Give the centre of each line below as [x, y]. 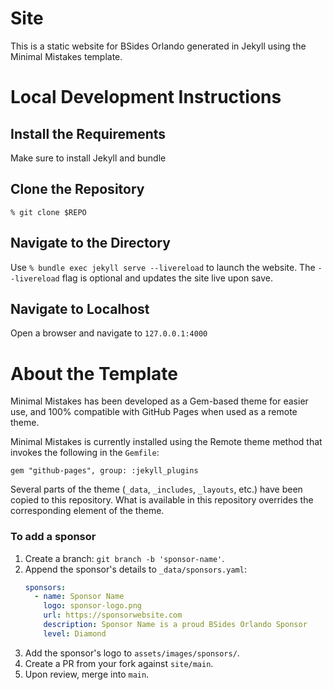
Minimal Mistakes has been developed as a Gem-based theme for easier [159, 401]
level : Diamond [75, 633]
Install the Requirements [88, 133]
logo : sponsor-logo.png [92, 606]
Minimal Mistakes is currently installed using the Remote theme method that [166, 442]
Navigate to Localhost [80, 308]
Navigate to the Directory [90, 243]
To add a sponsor [53, 537]
